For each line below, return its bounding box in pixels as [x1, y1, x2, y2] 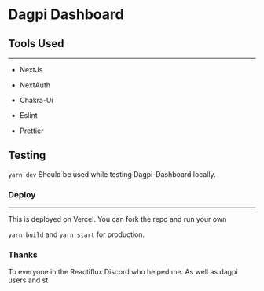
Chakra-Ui [19, 96, 53, 105]
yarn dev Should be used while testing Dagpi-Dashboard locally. [8, 169, 216, 179]
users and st [8, 275, 49, 285]
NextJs [19, 65, 43, 74]
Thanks [8, 249, 38, 260]
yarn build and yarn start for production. [8, 230, 145, 239]
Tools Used [8, 37, 64, 50]
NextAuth [19, 80, 51, 90]
